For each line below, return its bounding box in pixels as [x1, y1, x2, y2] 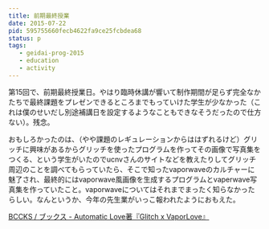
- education [18, 57, 59, 65]
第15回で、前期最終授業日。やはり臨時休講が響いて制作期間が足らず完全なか [8, 87, 261, 96]
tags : [8, 42, 26, 50]
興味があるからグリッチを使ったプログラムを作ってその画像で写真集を [29, 144, 261, 153]
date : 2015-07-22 [8, 19, 67, 27]
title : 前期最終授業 [8, 11, 70, 20]
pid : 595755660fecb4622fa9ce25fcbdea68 [8, 27, 142, 35]
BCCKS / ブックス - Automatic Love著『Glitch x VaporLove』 [8, 211, 210, 221]
